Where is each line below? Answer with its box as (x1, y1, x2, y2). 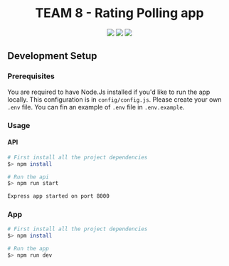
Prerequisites (7, 71, 55, 81)
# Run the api (7, 173, 50, 181)
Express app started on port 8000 (7, 193, 110, 200)
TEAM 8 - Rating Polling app (35, 5, 204, 21)
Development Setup (7, 50, 97, 62)
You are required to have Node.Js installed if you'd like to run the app (7, 87, 211, 96)
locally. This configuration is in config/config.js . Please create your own (7, 95, 222, 104)
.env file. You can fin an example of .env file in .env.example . (7, 102, 185, 111)
